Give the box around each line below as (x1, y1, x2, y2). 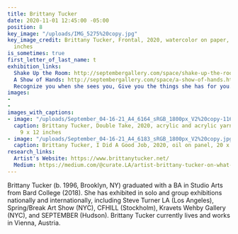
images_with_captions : (7, 109, 74, 116)
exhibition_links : (7, 63, 62, 70)
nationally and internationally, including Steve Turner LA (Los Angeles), (7, 196, 214, 204)
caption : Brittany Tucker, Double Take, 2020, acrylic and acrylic (13, 122, 217, 129)
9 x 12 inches (20, 129, 62, 136)
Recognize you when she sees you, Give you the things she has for (13, 83, 217, 90)
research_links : (7, 148, 55, 156)
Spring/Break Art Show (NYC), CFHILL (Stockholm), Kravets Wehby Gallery (7, 203, 227, 212)
